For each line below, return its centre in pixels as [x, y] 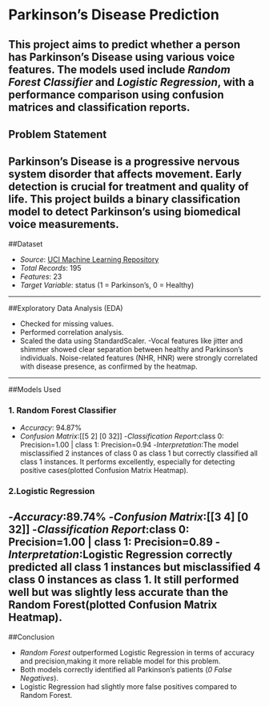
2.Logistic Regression [52, 491]
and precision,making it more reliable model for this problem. [120, 661]
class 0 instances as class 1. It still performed [124, 580]
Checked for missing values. [67, 324]
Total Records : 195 [50, 267]
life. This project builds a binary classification [124, 200]
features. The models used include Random [119, 69]
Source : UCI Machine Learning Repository [89, 259]
